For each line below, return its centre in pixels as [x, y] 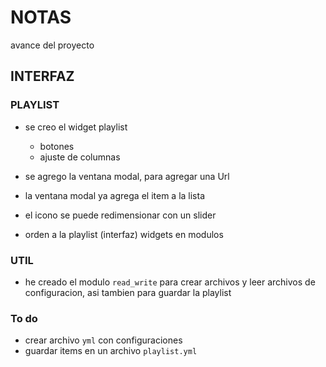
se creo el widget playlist [76, 127]
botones [57, 146]
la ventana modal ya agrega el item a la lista [115, 195]
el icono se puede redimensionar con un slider [120, 215]
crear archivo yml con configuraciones [103, 340]
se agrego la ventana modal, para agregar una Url [127, 176]
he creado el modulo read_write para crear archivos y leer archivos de [170, 282]
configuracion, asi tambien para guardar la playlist [128, 292]
